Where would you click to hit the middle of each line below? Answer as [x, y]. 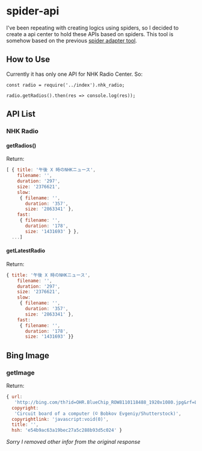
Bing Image [28, 356]
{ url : [14, 397]
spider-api [33, 11]
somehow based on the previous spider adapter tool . [72, 40]
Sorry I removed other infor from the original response [73, 442]
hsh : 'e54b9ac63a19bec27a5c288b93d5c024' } [67, 431]
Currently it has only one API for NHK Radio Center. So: [75, 74]
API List [21, 114]
